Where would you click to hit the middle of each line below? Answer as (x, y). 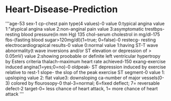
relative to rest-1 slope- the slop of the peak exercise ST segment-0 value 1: (85, 72)
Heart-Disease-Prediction (61, 9)
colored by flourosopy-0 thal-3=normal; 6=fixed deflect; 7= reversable (85, 83)
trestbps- (155, 29)
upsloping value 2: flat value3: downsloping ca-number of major (73, 78)
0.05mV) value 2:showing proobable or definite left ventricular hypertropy (83, 56)
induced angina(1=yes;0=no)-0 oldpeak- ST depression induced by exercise (86, 67)
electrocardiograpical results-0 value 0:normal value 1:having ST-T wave (82, 45)
